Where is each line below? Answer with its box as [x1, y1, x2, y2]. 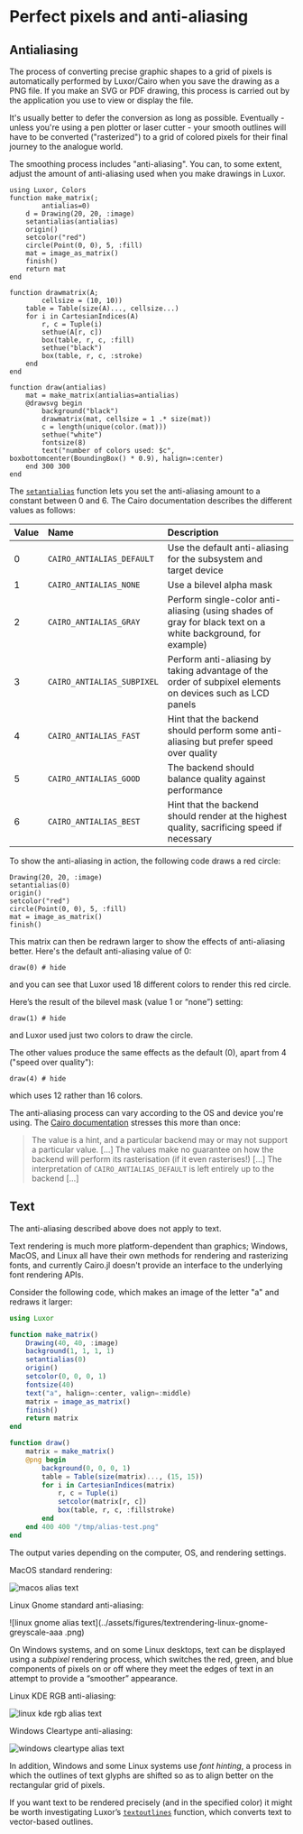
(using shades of [202, 604, 274, 617]
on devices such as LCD [167, 687, 271, 699]
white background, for [167, 627, 262, 640]
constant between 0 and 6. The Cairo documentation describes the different [9, 495, 293, 506]
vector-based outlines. [9, 1816, 94, 1827]
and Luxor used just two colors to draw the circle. [9, 1030, 194, 1040]
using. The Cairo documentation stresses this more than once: [9, 1117, 241, 1128]
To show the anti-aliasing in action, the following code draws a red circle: [9, 855, 281, 866]
